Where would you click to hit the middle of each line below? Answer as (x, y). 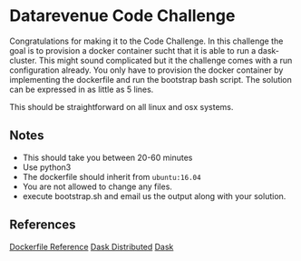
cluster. (24, 60)
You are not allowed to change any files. (97, 186)
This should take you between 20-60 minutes (107, 157)
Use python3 (47, 167)
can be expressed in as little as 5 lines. (82, 89)
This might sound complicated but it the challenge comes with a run (166, 60)
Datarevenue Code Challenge (122, 16)
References (43, 225)
